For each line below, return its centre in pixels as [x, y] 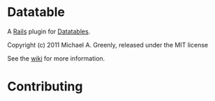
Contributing [45, 87]
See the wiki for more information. [56, 58]
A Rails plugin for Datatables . [49, 31]
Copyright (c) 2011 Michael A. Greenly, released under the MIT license [107, 45]
